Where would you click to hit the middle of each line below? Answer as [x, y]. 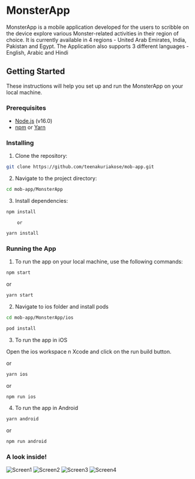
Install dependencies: [41, 201]
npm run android [26, 442]
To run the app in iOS [41, 340]
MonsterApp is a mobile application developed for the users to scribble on [98, 27]
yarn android [22, 419]
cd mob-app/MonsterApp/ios [40, 318]
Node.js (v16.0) [34, 121]
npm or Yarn [30, 127]
